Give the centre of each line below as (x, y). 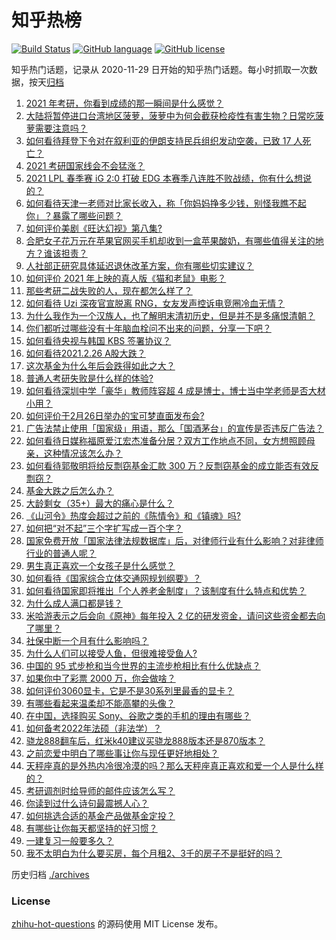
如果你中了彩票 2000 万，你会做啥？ (100, 678)
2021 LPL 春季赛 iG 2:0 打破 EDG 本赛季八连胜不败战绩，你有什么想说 (168, 178)
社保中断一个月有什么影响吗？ (87, 640)
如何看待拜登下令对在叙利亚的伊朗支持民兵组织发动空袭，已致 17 (158, 140)
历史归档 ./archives (50, 874)
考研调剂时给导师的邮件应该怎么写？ (100, 790)
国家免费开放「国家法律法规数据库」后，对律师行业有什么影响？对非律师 (174, 540)
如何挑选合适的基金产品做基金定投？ (100, 815)
